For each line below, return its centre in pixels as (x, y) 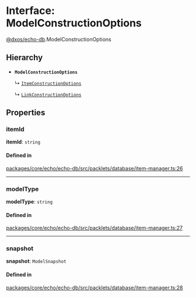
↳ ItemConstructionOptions (48, 83)
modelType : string (29, 201)
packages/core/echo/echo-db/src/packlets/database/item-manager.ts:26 (94, 168)
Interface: (31, 11)
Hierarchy (24, 57)
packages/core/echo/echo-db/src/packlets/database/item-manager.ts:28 (94, 288)
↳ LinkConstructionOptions (48, 94)
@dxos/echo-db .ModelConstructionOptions (59, 39)
